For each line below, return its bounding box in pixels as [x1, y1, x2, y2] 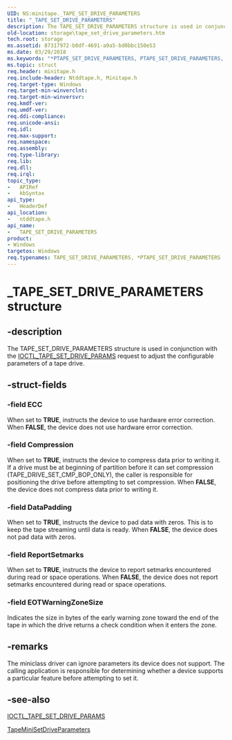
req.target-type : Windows [7, 81, 81, 88]
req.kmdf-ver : [7, 100, 48, 107]
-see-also [7, 694, 50, 705]
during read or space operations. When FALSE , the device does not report [7, 573, 219, 581]
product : [7, 235, 32, 242]
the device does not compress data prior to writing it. [7, 485, 159, 493]
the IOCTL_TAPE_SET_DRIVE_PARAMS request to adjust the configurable [7, 352, 214, 360]
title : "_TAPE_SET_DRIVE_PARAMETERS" [7, 17, 116, 23]
